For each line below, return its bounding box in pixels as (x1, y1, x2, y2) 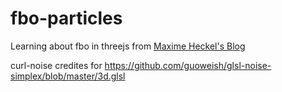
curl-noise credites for (10, 59, 103, 71)
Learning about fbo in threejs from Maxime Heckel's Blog (10, 40, 246, 52)
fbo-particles (10, 7, 123, 30)
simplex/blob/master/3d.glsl (10, 70, 126, 82)
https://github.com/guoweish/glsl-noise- (104, 59, 272, 71)
